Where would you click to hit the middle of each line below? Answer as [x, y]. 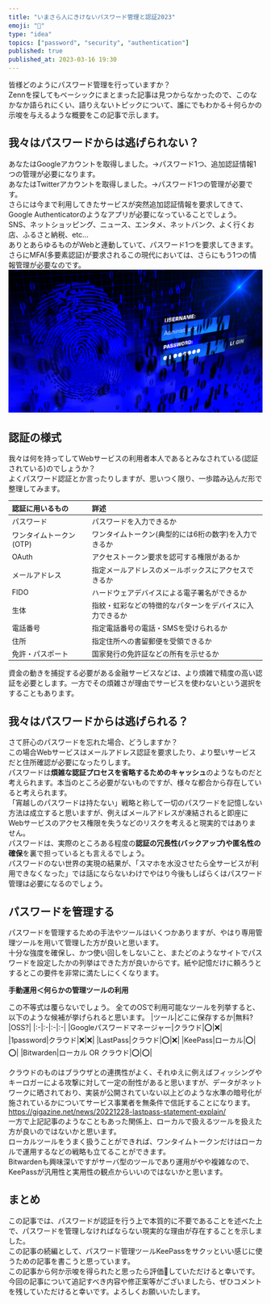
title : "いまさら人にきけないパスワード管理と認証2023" [92, 17]
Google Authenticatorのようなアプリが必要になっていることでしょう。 [125, 214]
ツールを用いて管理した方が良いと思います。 [89, 942]
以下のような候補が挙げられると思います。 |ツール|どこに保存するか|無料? [131, 1017]
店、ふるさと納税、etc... [48, 234]
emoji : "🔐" [27, 25]
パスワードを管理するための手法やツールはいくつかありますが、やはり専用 [132, 932]
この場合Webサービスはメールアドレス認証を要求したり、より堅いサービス [132, 752]
